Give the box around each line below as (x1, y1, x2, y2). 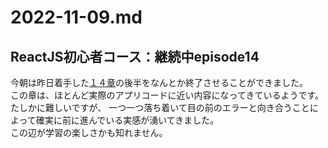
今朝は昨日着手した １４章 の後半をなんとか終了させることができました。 (10, 77, 308, 88)
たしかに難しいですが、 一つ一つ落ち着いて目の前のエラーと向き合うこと (10, 102, 310, 113)
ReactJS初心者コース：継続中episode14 (10, 48, 260, 65)
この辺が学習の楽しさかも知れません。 (10, 127, 168, 138)
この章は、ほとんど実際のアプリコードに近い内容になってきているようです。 (10, 89, 325, 101)
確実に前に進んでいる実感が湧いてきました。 (35, 114, 220, 126)
